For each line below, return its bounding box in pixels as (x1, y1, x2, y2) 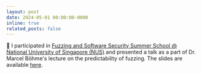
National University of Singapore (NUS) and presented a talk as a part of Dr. (6, 49, 196, 56)
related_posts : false (6, 25, 61, 32)
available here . (6, 61, 43, 69)
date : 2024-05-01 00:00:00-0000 (6, 14, 88, 20)
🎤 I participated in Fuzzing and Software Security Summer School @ (6, 42, 178, 49)
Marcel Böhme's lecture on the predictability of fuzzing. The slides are (6, 55, 183, 62)
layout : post (6, 8, 40, 15)
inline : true (6, 20, 40, 26)
